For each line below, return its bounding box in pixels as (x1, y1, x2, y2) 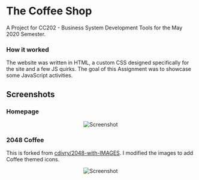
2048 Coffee (6, 136, 44, 144)
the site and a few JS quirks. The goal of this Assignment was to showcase (6, 65, 192, 73)
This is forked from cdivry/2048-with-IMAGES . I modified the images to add (6, 149, 194, 157)
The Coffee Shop (6, 4, 92, 18)
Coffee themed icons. (6, 156, 60, 163)
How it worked (6, 45, 49, 53)
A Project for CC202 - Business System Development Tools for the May (6, 24, 183, 31)
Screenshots (6, 89, 55, 100)
